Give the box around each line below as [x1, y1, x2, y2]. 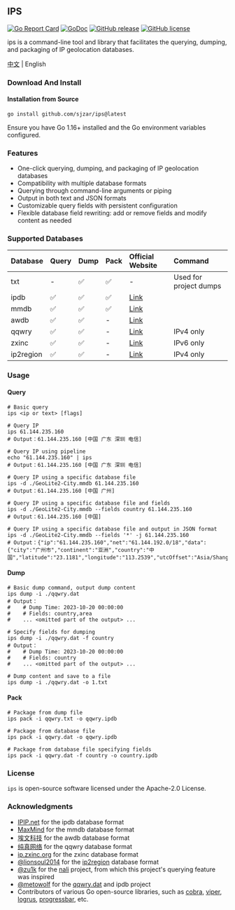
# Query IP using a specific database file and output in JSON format [7, 525, 218, 532]
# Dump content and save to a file [7, 672, 111, 679]
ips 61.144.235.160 [7, 428, 64, 435]
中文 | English [7, 60, 47, 68]
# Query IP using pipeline [7, 448, 86, 455]
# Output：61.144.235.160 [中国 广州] [7, 487, 115, 494]
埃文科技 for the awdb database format [17, 834, 130, 842]
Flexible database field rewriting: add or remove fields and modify [17, 209, 208, 217]
